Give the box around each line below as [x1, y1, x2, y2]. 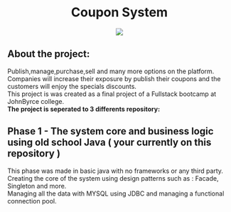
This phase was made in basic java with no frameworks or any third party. [7, 166, 224, 175]
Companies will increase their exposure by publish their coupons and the [7, 74, 221, 83]
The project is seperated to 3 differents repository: [7, 105, 161, 113]
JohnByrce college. [7, 97, 65, 105]
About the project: [7, 48, 90, 60]
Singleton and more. [7, 181, 67, 190]
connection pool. [7, 196, 57, 205]
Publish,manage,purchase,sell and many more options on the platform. [7, 67, 215, 75]
